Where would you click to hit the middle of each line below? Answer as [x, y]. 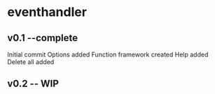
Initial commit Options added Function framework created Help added [108, 54]
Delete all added [31, 62]
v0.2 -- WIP [33, 84]
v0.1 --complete [43, 38]
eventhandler [47, 12]
